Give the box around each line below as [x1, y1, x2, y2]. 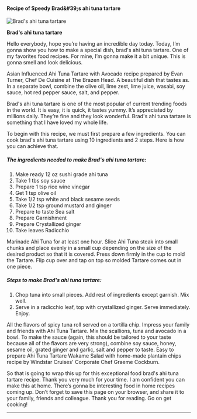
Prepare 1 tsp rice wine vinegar [15, 183, 90, 190]
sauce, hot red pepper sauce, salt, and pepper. [6, 89, 119, 96]
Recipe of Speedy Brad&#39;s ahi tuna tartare [6, 5, 121, 12]
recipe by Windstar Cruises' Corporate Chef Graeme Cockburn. [6, 359, 160, 366]
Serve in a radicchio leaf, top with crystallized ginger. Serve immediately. [15, 304, 191, 311]
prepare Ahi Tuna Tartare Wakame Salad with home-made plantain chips [6, 352, 182, 359]
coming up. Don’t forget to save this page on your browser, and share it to [6, 389, 185, 396]
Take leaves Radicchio [15, 227, 70, 234]
